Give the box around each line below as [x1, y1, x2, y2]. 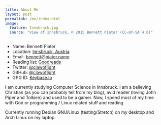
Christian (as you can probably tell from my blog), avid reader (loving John [5, 89, 157, 95]
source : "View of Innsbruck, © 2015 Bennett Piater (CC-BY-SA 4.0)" [9, 30, 153, 35]
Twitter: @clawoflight [12, 64, 56, 70]
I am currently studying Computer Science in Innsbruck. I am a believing [5, 84, 152, 90]
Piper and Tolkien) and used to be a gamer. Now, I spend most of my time [5, 95, 154, 100]
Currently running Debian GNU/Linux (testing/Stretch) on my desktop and [5, 109, 154, 115]
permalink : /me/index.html [5, 16, 61, 21]
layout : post [5, 12, 32, 17]
